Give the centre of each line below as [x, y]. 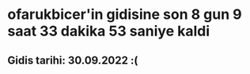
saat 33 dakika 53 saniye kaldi [109, 31]
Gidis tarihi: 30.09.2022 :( [73, 60]
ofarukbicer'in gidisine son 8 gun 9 [125, 15]
